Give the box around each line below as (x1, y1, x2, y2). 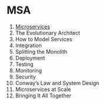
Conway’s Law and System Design (15, 79, 100, 86)
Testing (15, 60, 34, 68)
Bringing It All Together (15, 92, 72, 99)
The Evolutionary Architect (15, 29, 80, 36)
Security (15, 73, 36, 80)
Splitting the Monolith (15, 48, 67, 55)
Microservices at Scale (15, 86, 71, 93)
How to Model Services (15, 35, 73, 42)
